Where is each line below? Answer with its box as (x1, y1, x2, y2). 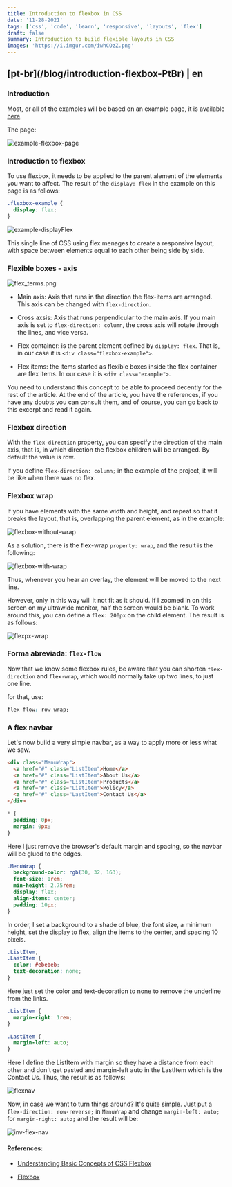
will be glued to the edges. (7, 850, 83, 858)
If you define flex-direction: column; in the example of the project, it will (7, 466, 217, 475)
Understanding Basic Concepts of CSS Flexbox (17, 1159, 152, 1168)
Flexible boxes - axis (7, 263, 77, 273)
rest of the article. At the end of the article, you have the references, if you (7, 390, 219, 398)
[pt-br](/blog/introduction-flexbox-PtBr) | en (7, 68, 204, 80)
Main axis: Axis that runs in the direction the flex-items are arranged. (17, 292, 213, 301)
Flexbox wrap (7, 491, 54, 501)
